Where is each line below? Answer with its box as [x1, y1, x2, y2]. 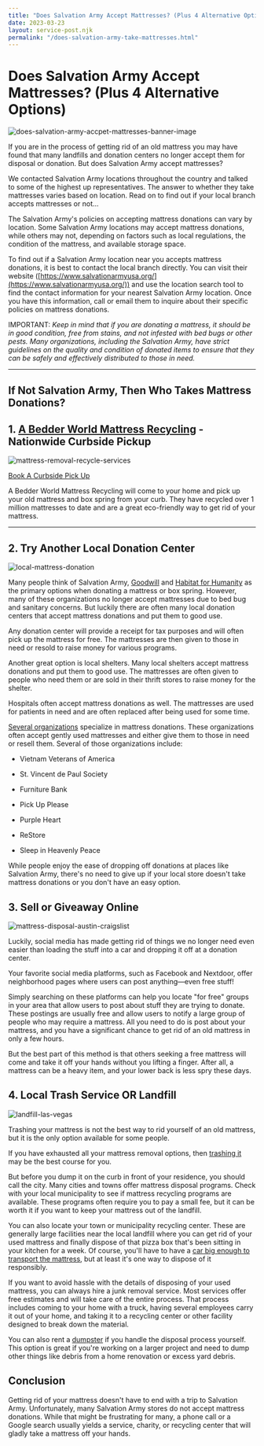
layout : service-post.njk [8, 26, 93, 34]
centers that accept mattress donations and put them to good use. [8, 611, 223, 621]
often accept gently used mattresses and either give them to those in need [8, 731, 250, 740]
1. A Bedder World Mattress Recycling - [8, 422, 204, 436]
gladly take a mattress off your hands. [8, 1429, 131, 1438]
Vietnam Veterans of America [19, 754, 115, 764]
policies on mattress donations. [8, 304, 110, 315]
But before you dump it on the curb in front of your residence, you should [8, 1171, 246, 1181]
